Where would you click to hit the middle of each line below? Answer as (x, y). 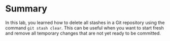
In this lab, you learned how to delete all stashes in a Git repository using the (85, 22)
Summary (26, 9)
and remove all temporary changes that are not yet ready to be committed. (83, 33)
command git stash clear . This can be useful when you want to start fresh (84, 27)
